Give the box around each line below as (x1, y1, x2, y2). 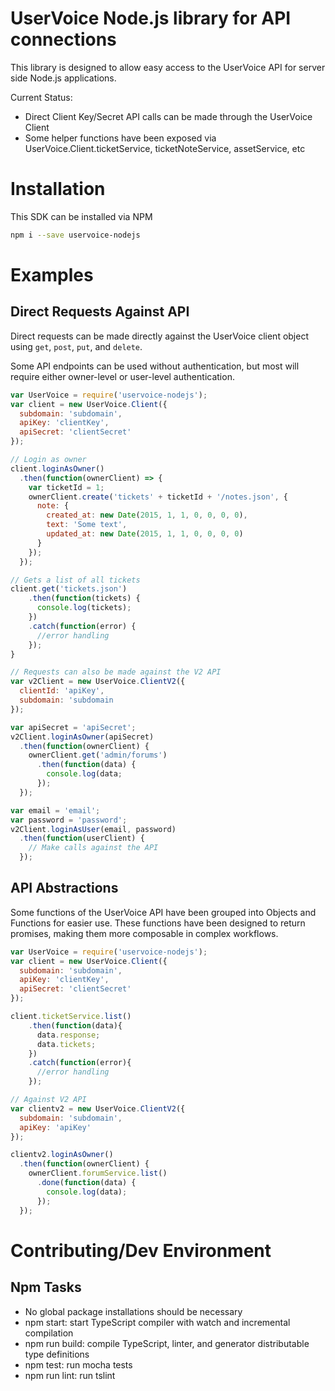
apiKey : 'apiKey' (19, 1122, 92, 1132)
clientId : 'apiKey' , (19, 686, 105, 696)
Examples (10, 263, 94, 286)
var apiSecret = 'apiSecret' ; (10, 722, 137, 732)
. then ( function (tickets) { (28, 593, 141, 604)
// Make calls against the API (28, 843, 159, 853)
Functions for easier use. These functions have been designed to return (10, 917, 306, 929)
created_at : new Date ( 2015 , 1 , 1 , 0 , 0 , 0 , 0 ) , (46, 510, 248, 521)
